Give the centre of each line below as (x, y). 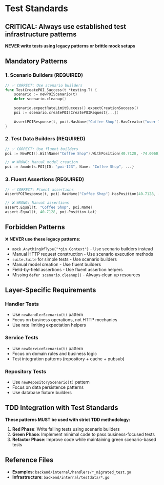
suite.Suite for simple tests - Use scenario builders (64, 259)
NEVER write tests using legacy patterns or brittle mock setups (70, 46)
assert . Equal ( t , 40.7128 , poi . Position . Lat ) (51, 212)
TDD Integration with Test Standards (62, 408)
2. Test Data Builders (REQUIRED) (45, 139)
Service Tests (22, 338)
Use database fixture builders (42, 392)
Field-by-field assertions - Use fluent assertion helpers (67, 269)
